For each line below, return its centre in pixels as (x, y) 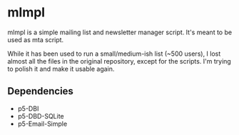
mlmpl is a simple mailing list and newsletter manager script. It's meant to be (120, 32)
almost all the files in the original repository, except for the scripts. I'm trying (119, 61)
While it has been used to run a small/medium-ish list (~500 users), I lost (114, 54)
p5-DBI (28, 109)
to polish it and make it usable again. (61, 69)
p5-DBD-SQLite (41, 116)
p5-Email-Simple (42, 124)
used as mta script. (36, 39)
